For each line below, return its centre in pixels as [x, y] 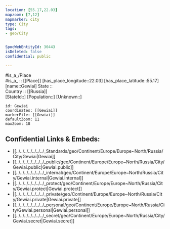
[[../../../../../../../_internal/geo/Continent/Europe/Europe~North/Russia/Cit [88, 173]
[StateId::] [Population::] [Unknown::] [44, 97]
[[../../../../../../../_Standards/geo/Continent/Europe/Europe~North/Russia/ [88, 151]
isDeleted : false [24, 52]
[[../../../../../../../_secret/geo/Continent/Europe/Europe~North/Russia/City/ [89, 216]
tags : [11, 29]
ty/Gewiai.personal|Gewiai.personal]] [51, 210]
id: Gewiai [17, 106]
